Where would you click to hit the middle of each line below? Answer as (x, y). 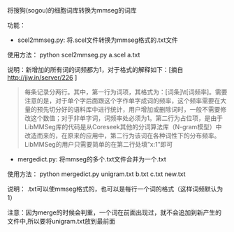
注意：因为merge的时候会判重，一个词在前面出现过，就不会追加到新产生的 (115, 212)
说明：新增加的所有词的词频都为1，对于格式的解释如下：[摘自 (95, 70)
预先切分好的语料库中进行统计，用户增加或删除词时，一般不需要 (129, 109)
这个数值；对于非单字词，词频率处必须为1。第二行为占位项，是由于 (127, 118)
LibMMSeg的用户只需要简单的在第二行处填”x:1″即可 (98, 144)
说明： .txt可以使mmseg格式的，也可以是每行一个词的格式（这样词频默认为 (115, 189)
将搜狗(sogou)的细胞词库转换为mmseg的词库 (72, 10)
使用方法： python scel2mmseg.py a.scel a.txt (74, 55)
